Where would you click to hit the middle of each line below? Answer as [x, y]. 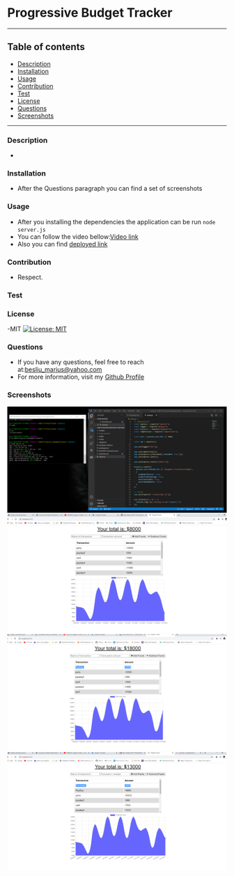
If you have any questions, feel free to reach [80, 362]
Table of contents [46, 47]
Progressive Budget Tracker [90, 13]
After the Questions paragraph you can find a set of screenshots [110, 189]
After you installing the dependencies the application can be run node [116, 221]
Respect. [30, 277]
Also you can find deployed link [62, 244]
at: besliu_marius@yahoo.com [60, 370]
